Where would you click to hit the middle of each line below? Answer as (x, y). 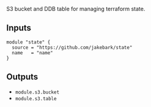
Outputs (22, 77)
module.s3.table (36, 98)
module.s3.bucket (37, 92)
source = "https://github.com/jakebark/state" (72, 47)
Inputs (19, 28)
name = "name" (32, 53)
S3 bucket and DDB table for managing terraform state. (76, 9)
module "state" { (28, 42)
